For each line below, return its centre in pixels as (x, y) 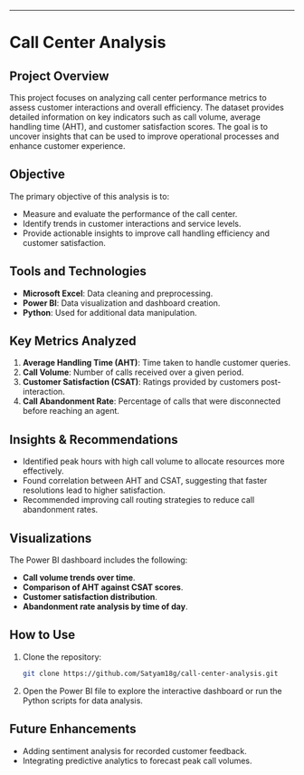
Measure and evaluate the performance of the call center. (130, 213)
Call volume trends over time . (79, 578)
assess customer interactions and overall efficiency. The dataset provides (147, 107)
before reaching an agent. (71, 411)
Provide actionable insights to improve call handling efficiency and (146, 233)
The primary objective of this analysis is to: (90, 196)
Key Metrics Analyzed (73, 341)
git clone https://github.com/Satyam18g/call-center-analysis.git (150, 673)
